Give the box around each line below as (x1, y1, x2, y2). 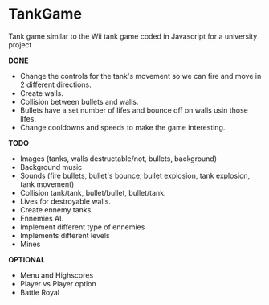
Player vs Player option (19, 278, 96, 288)
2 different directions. (19, 80, 92, 89)
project (8, 39, 32, 49)
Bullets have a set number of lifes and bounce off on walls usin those (19, 105, 249, 115)
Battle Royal (19, 287, 60, 297)
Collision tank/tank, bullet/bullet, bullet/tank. (19, 188, 166, 197)
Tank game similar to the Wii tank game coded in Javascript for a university (8, 31, 258, 41)
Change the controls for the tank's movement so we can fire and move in (19, 71, 262, 80)
